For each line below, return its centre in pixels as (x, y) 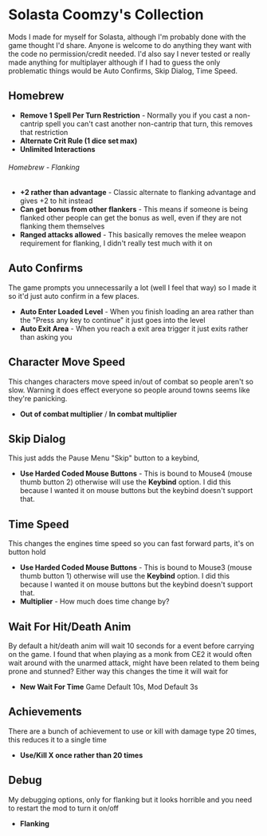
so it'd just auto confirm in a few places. (74, 296)
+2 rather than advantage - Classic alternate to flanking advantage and (138, 192)
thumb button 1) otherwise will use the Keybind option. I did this (124, 576)
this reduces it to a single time (58, 739)
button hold (27, 552)
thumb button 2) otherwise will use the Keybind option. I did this (125, 482)
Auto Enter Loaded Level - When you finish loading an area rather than (137, 311)
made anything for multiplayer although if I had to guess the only (114, 62)
